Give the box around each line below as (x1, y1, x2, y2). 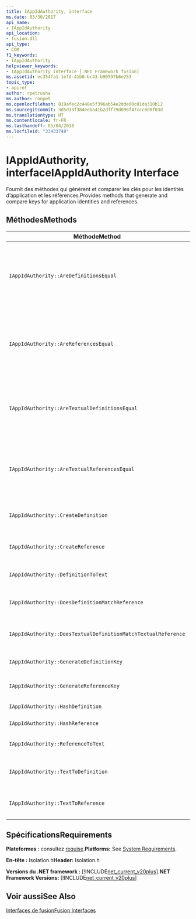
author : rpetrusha (6, 90, 51, 96)
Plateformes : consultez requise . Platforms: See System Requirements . (6, 845, 177, 853)
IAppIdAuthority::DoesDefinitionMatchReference (9, 599, 144, 605)
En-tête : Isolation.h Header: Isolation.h (6, 857, 100, 864)
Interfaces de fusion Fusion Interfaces (6, 907, 96, 914)
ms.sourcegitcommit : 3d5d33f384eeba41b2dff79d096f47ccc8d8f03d (6, 107, 163, 113)
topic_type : (6, 80, 35, 86)
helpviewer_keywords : (6, 63, 59, 69)
